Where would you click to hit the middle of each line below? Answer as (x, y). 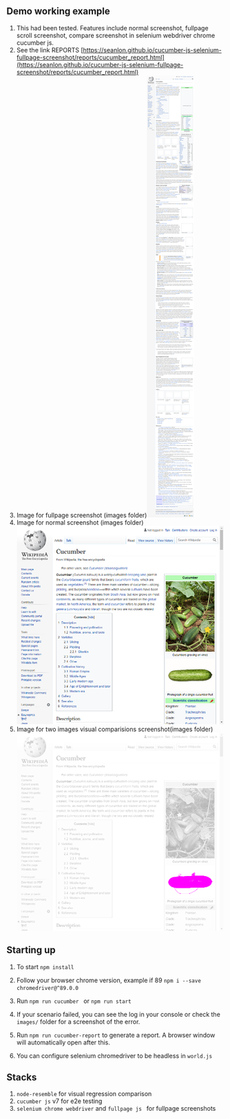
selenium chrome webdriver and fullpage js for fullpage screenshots (116, 1109)
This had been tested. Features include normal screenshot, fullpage (112, 28)
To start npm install (45, 966)
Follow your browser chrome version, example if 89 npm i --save (108, 980)
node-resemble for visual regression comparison (84, 1094)
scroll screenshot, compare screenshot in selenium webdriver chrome (116, 35)
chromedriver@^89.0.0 (47, 988)
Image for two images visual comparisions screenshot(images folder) (115, 729)
